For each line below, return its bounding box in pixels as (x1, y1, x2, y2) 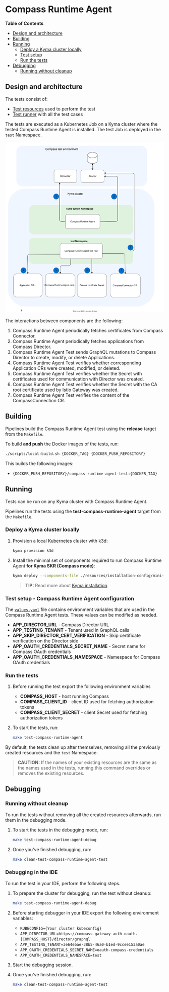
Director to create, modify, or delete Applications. (12, 355, 116, 361)
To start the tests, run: (12, 724, 59, 731)
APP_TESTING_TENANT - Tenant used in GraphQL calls (12, 627, 130, 633)
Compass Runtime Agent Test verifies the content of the (12, 392, 130, 398)
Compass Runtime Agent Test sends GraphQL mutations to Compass (12, 349, 156, 355)
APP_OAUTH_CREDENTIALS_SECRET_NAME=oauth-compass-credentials (20, 947, 154, 952)
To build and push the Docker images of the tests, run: (5, 441, 119, 447)
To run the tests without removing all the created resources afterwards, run (5, 812, 161, 818)
